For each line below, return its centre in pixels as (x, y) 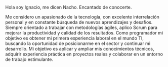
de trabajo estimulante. (29, 59)
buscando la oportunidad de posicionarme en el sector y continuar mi (78, 43)
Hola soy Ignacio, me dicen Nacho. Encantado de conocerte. (69, 7)
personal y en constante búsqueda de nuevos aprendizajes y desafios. (79, 22)
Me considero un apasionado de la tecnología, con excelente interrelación (82, 17)
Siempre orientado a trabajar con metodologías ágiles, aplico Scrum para (81, 27)
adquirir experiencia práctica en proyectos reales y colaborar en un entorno (84, 54)
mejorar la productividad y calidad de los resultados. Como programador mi (84, 33)
